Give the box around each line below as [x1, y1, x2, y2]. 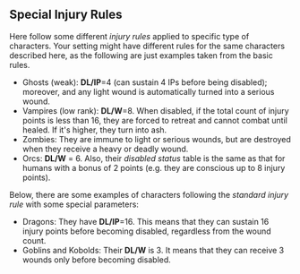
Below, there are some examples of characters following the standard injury [9, 189, 289, 200]
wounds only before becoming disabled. [21, 254, 172, 265]
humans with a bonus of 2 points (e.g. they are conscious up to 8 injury [21, 162, 286, 173]
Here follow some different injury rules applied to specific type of [9, 30, 250, 41]
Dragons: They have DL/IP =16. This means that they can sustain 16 [21, 216, 270, 227]
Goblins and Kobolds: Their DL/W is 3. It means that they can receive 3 [21, 244, 285, 255]
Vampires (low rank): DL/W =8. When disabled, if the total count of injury [21, 105, 289, 116]
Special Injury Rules [9, 7, 123, 22]
